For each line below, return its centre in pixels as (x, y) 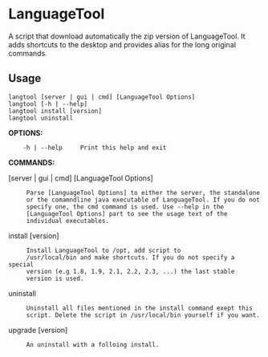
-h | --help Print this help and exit (95, 148)
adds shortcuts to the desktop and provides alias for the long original (122, 44)
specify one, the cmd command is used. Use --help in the (125, 207)
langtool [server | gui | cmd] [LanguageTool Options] (102, 97)
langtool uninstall (41, 118)
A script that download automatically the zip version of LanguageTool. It (127, 36)
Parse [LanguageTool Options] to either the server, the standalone (143, 193)
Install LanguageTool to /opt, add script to (104, 250)
